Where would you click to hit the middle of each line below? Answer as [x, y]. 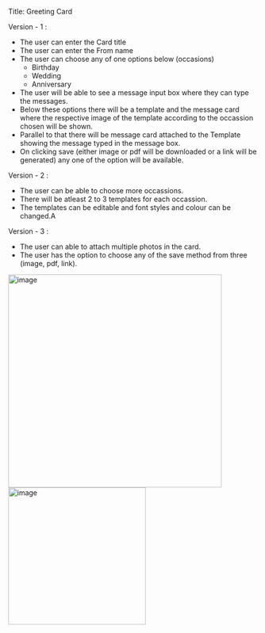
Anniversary [51, 84]
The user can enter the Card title [73, 42]
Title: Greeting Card [40, 11]
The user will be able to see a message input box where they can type [134, 93]
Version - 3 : [29, 231]
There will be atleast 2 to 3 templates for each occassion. [113, 199]
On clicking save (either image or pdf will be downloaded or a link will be [138, 151]
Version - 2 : [29, 175]
